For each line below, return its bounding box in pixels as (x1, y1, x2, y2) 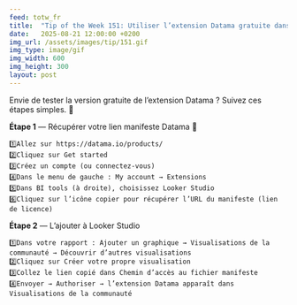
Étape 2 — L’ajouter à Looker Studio (9, 220, 141, 231)
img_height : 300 (9, 63, 69, 72)
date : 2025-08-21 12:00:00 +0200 (9, 29, 141, 38)
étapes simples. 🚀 (9, 103, 74, 115)
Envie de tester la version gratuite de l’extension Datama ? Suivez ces (9, 95, 263, 105)
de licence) (9, 204, 53, 213)
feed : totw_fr (9, 12, 62, 22)
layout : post (9, 71, 57, 80)
